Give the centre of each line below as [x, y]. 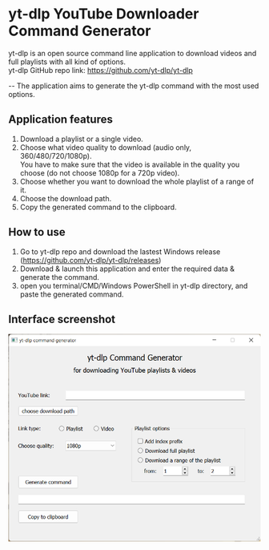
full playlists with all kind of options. [67, 62]
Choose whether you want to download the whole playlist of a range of [137, 181]
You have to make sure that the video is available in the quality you [130, 164]
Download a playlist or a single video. [82, 139]
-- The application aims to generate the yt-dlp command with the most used [134, 86]
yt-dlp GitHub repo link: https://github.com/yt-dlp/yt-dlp [101, 70]
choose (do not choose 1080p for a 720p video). [100, 172]
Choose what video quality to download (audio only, [106, 147]
